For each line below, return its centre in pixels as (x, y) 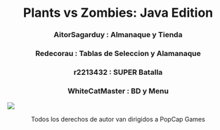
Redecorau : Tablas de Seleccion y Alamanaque (118, 54)
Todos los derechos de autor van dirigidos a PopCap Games (118, 120)
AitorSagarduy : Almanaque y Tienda (118, 35)
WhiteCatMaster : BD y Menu (118, 91)
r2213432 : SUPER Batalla (118, 72)
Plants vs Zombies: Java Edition (118, 13)
